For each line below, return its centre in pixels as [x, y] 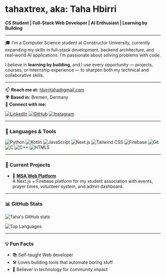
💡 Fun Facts [20, 244]
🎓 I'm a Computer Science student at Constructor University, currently [78, 43]
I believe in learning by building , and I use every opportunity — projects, [79, 64]
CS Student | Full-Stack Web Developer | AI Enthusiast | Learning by [76, 23]
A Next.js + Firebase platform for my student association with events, [83, 181]
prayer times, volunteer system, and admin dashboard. [68, 186]
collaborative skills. [25, 75]
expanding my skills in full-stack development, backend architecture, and [80, 50]
